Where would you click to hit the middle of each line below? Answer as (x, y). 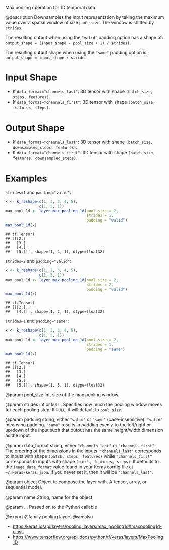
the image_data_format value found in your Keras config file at (69, 467)
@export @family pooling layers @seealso (49, 516)
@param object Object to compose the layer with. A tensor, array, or (76, 482)
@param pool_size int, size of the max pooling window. (62, 394)
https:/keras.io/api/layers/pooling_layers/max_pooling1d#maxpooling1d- (87, 526)
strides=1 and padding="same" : (37, 321)
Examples (26, 178)
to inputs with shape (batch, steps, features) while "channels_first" (79, 456)
